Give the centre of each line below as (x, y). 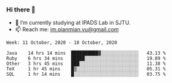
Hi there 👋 (21, 10)
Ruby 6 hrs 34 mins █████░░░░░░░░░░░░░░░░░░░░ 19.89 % (86, 59)
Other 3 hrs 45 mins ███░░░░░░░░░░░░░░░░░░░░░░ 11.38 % (86, 64)
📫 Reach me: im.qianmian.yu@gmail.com (67, 29)
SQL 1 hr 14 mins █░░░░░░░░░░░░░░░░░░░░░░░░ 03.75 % (86, 75)
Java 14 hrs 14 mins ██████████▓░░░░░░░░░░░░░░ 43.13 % (86, 54)
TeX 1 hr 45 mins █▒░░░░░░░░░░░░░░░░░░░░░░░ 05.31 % (86, 69)
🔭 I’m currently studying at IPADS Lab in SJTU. (73, 23)
